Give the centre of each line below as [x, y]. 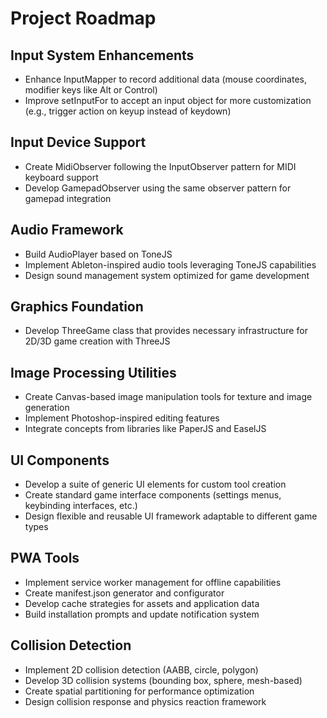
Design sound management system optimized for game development [167, 275]
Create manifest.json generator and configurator [124, 593]
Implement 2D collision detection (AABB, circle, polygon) [141, 669]
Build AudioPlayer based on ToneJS [98, 254]
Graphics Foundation [77, 307]
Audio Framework [67, 230]
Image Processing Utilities [93, 372]
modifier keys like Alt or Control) [91, 90]
